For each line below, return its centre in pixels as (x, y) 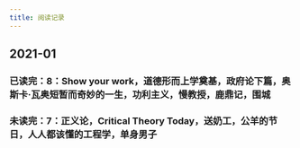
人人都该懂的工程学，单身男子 (92, 134)
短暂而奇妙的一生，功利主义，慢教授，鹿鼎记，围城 (160, 94)
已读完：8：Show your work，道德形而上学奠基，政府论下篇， (145, 81)
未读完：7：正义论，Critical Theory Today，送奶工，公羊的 (139, 120)
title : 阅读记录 (37, 17)
